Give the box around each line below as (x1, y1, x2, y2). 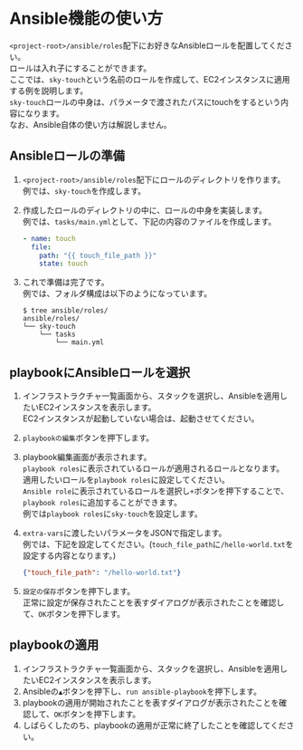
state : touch (39, 259, 89, 268)
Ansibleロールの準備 (9, 149, 125, 164)
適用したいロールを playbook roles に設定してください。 (22, 475, 231, 486)
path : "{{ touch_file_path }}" (39, 251, 157, 260)
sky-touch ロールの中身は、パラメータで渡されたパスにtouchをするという (9, 96, 281, 107)
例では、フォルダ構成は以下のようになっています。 (22, 288, 213, 299)
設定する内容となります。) (22, 550, 117, 562)
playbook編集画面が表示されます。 (22, 452, 152, 463)
